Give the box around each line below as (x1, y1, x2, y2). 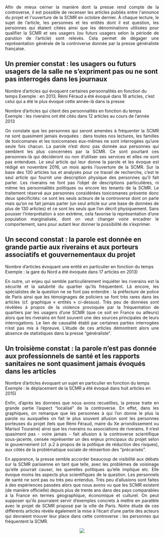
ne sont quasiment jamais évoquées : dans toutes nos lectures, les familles (5, 133, 159, 139)
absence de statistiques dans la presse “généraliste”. (5, 330, 111, 336)
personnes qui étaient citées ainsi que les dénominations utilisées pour (5, 25, 159, 31)
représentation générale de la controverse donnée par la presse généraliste (5, 41, 159, 46)
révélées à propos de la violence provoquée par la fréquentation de (5, 304, 159, 310)
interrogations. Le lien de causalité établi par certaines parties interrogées (5, 320, 159, 325)
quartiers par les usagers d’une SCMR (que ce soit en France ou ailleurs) (5, 309, 159, 315)
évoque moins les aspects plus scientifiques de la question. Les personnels (5, 472, 159, 478)
